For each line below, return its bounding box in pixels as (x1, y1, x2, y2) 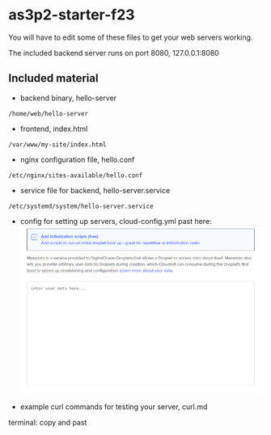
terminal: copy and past (8, 418, 87, 428)
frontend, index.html (19, 124, 88, 133)
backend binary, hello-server (19, 93, 117, 103)
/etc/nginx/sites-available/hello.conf (8, 171, 143, 179)
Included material (8, 71, 99, 86)
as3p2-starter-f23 (8, 6, 135, 24)
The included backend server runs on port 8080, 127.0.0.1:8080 (8, 48, 220, 57)
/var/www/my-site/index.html (8, 140, 107, 149)
